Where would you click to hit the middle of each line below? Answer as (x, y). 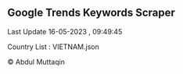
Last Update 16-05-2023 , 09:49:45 (65, 31)
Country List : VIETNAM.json (53, 47)
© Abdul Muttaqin (36, 62)
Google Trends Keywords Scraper (91, 13)
